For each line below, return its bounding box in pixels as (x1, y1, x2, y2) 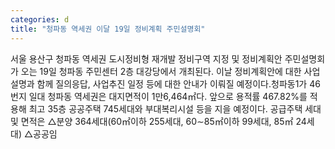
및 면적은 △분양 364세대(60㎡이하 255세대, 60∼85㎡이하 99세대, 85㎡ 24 (10, 115, 307, 127)
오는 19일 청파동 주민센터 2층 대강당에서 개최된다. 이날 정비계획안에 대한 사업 (20, 65, 321, 77)
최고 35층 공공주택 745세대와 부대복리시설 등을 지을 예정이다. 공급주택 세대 (28, 102, 322, 115)
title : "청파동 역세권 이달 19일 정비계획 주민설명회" (10, 24, 206, 34)
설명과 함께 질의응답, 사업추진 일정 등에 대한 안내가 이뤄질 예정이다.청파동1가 (10, 77, 308, 90)
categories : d (10, 14, 70, 25)
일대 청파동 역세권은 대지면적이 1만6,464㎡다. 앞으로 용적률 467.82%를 (28, 90, 308, 102)
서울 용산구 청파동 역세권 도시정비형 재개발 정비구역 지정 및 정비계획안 (10, 52, 283, 65)
